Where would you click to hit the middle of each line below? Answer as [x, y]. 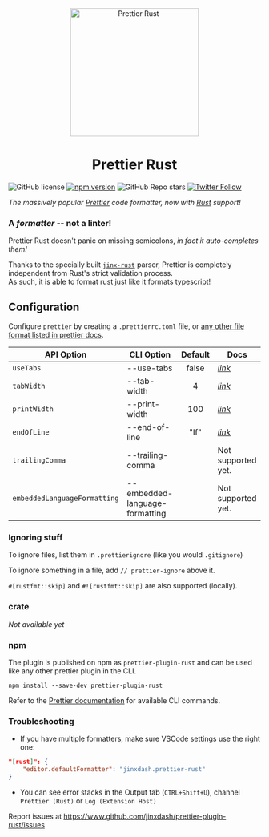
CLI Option [150, 354]
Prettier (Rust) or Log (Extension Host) [88, 800]
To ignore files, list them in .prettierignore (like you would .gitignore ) [126, 555]
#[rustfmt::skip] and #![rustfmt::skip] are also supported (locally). [123, 586]
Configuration [44, 307]
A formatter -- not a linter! [60, 223]
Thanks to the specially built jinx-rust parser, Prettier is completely [120, 265]
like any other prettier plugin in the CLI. [72, 671]
